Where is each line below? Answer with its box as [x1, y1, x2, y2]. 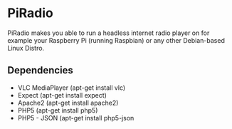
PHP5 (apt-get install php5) [17, 105, 98, 115]
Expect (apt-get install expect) [17, 91, 107, 99]
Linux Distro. [7, 43, 45, 52]
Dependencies [7, 64, 73, 76]
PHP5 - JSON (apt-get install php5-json [17, 113, 135, 122]
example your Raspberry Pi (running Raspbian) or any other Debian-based [7, 36, 226, 44]
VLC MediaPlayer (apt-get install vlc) [17, 83, 126, 92]
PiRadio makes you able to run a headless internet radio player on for [7, 29, 210, 37]
